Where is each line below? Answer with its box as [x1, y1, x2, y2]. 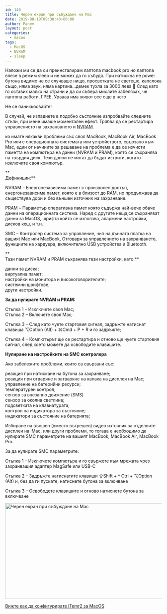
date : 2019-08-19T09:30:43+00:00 [5, 16, 75, 21]
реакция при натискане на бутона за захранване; [5, 370, 111, 377]
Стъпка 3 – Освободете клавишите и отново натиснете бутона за [5, 488, 144, 494]
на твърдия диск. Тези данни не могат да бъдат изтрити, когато [5, 155, 141, 161]
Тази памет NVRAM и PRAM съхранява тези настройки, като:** [5, 256, 139, 262]
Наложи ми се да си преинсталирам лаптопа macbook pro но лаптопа [5, 67, 154, 73]
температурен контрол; [5, 386, 56, 392]
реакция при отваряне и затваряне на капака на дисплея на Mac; [5, 376, 145, 382]
